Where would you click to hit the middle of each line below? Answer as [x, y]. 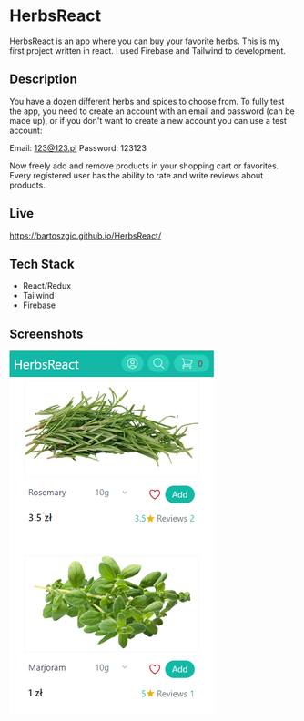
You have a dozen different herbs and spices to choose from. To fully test [147, 101]
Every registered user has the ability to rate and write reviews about [137, 175]
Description [43, 80]
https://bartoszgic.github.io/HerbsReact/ [86, 235]
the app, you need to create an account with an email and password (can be [152, 111]
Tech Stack [42, 264]
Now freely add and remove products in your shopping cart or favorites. [144, 166]
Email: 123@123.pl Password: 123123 [78, 147]
